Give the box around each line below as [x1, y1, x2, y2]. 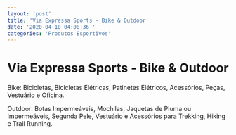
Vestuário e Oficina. [7, 91, 65, 99]
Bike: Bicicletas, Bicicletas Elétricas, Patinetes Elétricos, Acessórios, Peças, [7, 84, 225, 92]
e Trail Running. [7, 120, 53, 128]
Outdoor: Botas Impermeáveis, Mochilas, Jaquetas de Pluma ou [7, 105, 192, 113]
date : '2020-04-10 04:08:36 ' [7, 23, 96, 30]
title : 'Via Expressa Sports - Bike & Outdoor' [7, 17, 150, 24]
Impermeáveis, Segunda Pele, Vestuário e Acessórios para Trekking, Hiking [7, 112, 226, 120]
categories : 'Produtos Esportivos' [7, 30, 112, 37]
